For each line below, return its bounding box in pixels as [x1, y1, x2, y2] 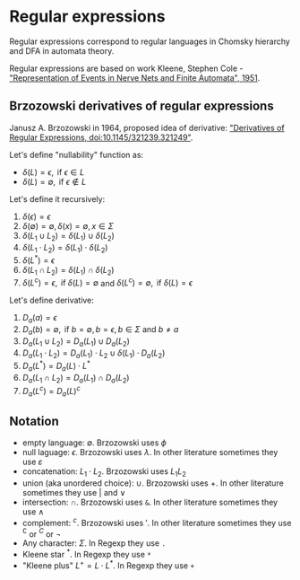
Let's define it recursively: [9, 193, 106, 204]
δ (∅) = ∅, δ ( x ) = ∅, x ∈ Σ [21, 220, 114, 231]
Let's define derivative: [9, 294, 94, 306]
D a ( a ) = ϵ [21, 312, 57, 325]
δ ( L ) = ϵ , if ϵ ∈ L [21, 166, 85, 177]
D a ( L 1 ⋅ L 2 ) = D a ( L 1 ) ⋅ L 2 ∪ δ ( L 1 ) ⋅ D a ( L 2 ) [21, 347, 166, 360]
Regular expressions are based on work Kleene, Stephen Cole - [9, 63, 244, 74]
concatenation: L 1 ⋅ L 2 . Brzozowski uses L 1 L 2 [21, 466, 186, 479]
